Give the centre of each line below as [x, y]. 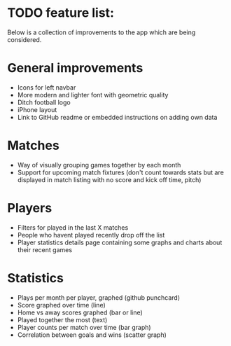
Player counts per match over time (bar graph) [84, 327]
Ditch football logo [44, 102]
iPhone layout [37, 109]
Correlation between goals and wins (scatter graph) [92, 335]
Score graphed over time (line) [62, 305]
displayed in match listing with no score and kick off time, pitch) [109, 179]
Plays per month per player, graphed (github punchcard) [99, 297]
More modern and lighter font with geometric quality [93, 95]
